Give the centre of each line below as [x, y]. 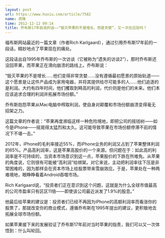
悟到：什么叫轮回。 [25, 231]
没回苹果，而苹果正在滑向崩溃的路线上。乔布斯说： [57, 65]
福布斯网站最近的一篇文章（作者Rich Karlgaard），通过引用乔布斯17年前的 [79, 43]
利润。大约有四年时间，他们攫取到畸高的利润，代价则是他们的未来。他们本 [84, 88]
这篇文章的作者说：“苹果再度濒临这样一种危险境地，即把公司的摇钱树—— [79, 121]
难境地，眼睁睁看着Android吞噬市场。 [43, 175]
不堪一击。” [24, 134]
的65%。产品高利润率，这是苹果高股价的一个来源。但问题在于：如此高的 [79, 150]
